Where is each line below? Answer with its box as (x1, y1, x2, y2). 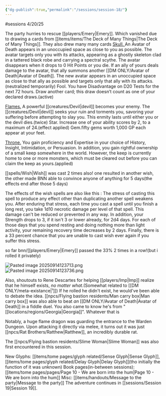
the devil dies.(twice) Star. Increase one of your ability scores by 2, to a (5, 119, 151, 125)
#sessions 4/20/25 (5, 21, 44, 27)
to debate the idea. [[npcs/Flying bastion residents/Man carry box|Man (5, 293, 150, 299)
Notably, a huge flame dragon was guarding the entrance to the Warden (5, 318, 152, 324)
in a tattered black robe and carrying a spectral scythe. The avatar (5, 57, 140, 63)
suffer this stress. (5, 238, 41, 244)
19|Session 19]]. (5, 385, 38, 391)
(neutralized (5, 83, 30, 89)
